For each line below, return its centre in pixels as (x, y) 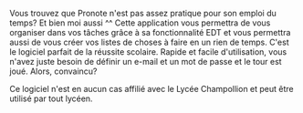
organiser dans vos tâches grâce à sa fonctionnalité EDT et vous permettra (150, 32)
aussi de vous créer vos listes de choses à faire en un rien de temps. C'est (149, 42)
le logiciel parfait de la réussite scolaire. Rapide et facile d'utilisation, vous (148, 52)
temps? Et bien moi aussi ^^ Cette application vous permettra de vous (140, 23)
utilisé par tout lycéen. (51, 98)
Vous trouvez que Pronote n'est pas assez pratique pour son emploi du (143, 13)
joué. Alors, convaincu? (53, 71)
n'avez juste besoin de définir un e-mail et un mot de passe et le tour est (146, 62)
